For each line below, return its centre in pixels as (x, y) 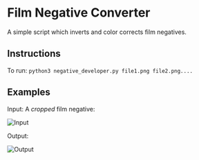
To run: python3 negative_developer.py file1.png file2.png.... (100, 70)
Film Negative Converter (79, 13)
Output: (18, 136)
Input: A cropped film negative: (51, 109)
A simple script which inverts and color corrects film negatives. (97, 32)
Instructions (34, 54)
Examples (29, 92)
